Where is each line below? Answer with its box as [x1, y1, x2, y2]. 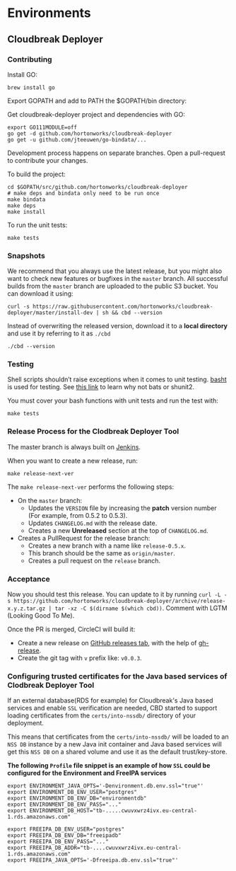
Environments [7, 5, 92, 21]
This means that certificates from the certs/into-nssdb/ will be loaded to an [7, 732, 230, 741]
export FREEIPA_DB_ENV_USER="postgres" [7, 826, 125, 833]
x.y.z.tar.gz [7, 605, 46, 613]
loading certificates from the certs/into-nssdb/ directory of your [7, 711, 196, 720]
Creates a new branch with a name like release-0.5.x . [28, 541, 186, 550]
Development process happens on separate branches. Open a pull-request [7, 149, 226, 157]
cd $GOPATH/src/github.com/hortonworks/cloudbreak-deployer [7, 183, 189, 190]
